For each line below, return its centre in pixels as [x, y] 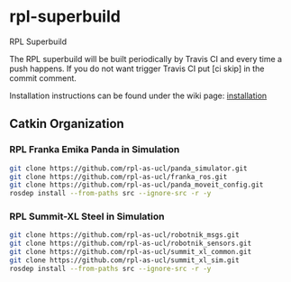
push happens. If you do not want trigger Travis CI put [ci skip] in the [137, 68]
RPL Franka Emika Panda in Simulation [95, 150]
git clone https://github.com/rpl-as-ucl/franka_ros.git [118, 177]
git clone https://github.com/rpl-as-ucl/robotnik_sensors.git [131, 244]
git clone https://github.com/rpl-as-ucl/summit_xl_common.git [131, 252]
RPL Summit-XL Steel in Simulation [87, 216]
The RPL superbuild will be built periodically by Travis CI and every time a [145, 59]
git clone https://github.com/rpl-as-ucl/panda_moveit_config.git [136, 185]
